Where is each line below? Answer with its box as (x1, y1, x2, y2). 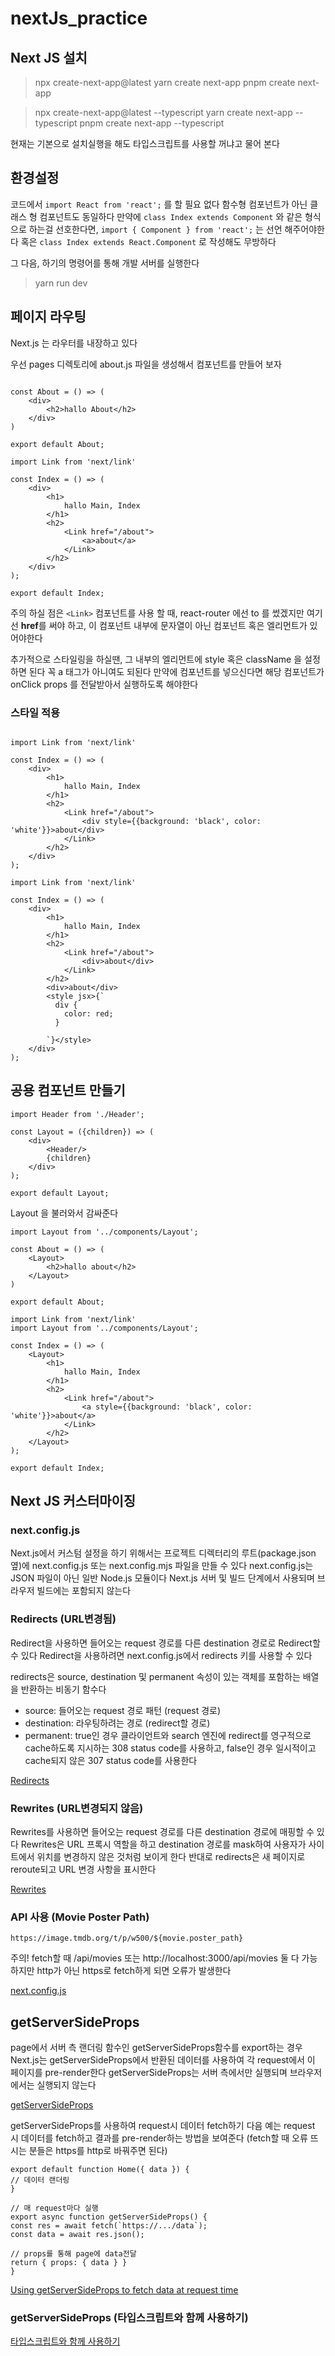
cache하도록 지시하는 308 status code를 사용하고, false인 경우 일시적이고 (24, 1742, 317, 1754)
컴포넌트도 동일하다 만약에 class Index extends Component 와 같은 (39, 210, 303, 222)
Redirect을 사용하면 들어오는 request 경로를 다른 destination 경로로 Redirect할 (10, 1637, 321, 1649)
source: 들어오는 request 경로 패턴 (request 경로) (24, 1704, 222, 1716)
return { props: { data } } (10, 2258, 128, 2268)
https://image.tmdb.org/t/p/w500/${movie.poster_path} (10, 1933, 244, 1944)
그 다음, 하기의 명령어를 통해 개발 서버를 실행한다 (10, 257, 200, 269)
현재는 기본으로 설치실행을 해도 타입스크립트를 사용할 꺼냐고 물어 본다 (10, 138, 280, 149)
